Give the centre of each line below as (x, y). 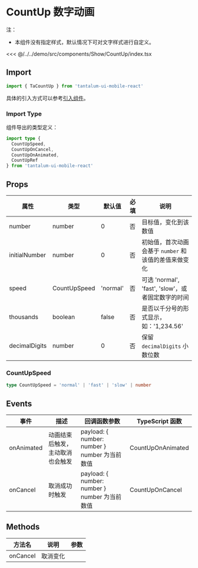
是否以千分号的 (163, 308)
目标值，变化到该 (166, 222)
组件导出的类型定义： (32, 127)
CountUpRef (25, 160)
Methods (23, 527)
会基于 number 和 (164, 251)
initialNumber (27, 255)
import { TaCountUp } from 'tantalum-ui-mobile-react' (75, 86)
